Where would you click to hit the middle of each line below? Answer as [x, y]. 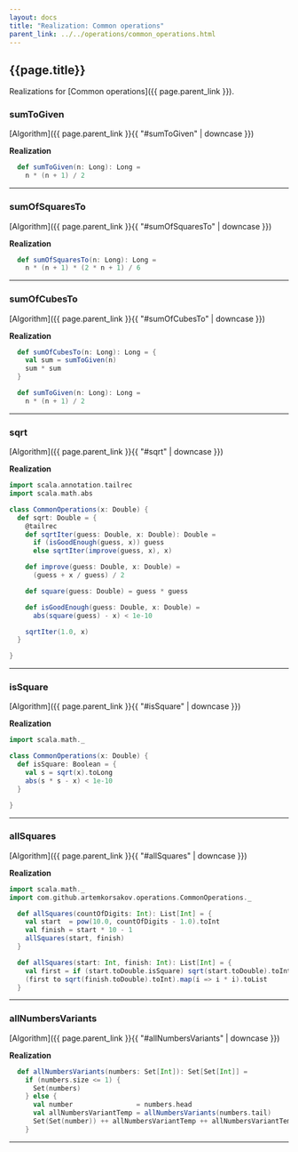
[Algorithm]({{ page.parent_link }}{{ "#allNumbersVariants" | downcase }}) [145, 1038]
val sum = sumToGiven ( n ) [71, 360]
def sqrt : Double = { [57, 518]
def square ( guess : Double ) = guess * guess [107, 591]
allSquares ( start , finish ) [75, 939]
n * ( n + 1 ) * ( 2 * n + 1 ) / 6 [83, 268]
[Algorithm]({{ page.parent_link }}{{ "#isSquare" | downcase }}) [125, 706]
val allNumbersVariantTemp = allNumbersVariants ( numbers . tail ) [152, 1113]
